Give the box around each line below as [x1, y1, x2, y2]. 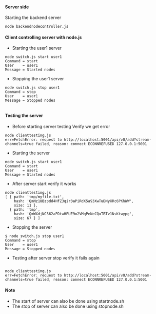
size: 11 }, [14, 203, 38, 208]
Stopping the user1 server [12, 76, 64, 82]
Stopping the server [12, 224, 52, 230]
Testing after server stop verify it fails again [12, 255, 100, 260]
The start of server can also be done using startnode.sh [12, 298, 124, 304]
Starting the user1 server [12, 45, 62, 51]
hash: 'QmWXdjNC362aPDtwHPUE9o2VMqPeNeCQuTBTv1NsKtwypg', [14, 211, 134, 216]
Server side [5, 4, 29, 10]
